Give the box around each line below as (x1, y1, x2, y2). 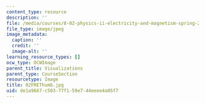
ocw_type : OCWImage (6, 59, 56, 65)
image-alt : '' (12, 48, 48, 55)
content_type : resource (6, 8, 67, 15)
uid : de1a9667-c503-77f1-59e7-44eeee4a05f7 (6, 88, 119, 94)
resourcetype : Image (6, 76, 59, 82)
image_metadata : (6, 32, 48, 38)
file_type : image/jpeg (6, 25, 64, 32)
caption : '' (12, 37, 43, 43)
